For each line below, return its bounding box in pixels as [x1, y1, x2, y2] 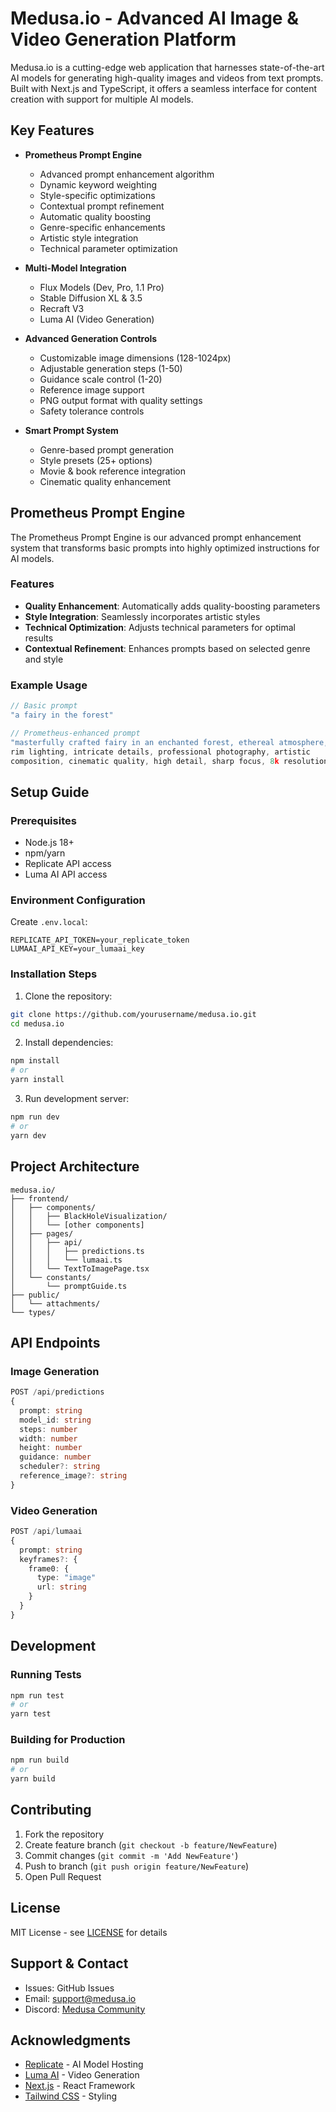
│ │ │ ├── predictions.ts [10, 1246, 145, 1256]
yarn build [10, 1774, 56, 1784]
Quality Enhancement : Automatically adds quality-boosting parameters [24, 600, 321, 612]
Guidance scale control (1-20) [39, 373, 163, 385]
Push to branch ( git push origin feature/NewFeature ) [24, 1860, 250, 1872]
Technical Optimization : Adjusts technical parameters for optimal [24, 621, 296, 633]
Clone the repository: [24, 990, 113, 1002]
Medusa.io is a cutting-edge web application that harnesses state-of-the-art [10, 61, 325, 73]
